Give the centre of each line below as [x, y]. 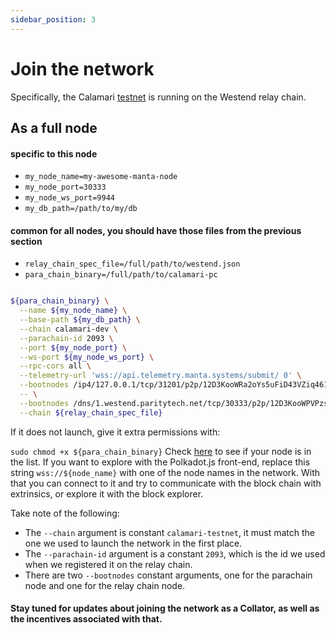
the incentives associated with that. [86, 619]
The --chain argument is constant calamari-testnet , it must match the [170, 532]
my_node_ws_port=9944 [69, 198]
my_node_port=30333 [65, 187]
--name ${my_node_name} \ [73, 311]
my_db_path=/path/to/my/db [81, 209]
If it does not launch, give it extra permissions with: [115, 432]
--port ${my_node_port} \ [73, 347]
